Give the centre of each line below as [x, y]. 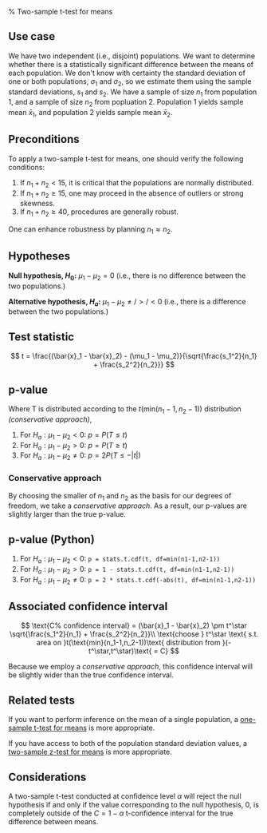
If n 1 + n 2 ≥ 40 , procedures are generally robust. [99, 213]
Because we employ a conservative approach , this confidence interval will [131, 667]
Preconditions [44, 139]
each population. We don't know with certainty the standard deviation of [127, 73]
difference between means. [53, 821]
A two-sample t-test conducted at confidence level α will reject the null [125, 796]
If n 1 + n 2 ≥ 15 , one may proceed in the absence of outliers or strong [132, 194]
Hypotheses [39, 256]
